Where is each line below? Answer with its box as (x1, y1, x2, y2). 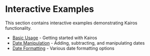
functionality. (5, 25, 32, 31)
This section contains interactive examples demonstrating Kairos (5, 20, 138, 26)
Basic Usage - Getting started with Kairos (12, 35, 97, 41)
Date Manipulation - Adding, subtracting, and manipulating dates (12, 40, 145, 46)
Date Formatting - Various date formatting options (12, 45, 115, 51)
